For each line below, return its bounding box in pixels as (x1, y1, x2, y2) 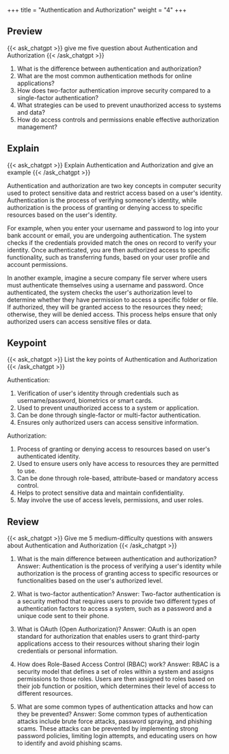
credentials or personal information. (16, 647, 118, 655)
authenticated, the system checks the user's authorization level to (7, 288, 193, 296)
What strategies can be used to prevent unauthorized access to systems (16, 101, 221, 109)
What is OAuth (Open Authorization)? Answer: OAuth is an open (16, 625, 197, 633)
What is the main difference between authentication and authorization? (16, 555, 217, 563)
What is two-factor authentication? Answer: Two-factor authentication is (16, 590, 221, 598)
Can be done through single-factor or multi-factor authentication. (16, 411, 202, 419)
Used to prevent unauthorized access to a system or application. (16, 404, 200, 412)
